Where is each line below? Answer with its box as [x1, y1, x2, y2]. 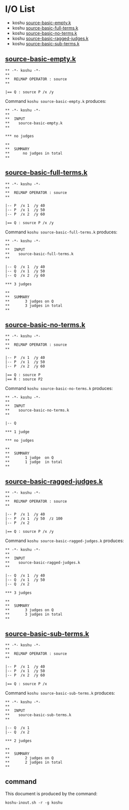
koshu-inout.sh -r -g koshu [5, 800, 63, 805]
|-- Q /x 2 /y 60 [5, 273, 45, 278]
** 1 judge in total [5, 459, 63, 465]
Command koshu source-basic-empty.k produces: [5, 98, 107, 104]
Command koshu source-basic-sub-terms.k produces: [5, 690, 115, 696]
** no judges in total [5, 151, 63, 156]
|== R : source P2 [5, 377, 43, 382]
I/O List [5, 3, 35, 15]
